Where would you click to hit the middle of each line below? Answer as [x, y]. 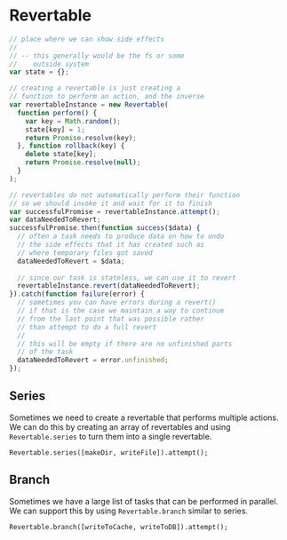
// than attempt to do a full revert [87, 327]
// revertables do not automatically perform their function [125, 195]
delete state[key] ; [61, 155]
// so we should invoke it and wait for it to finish [111, 203]
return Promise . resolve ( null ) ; [83, 163]
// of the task [45, 352]
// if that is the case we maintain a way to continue [121, 311]
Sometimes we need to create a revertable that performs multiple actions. [144, 417]
